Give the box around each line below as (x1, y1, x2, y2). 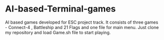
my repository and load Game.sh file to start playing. (5, 29, 111, 35)
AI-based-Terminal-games (5, 3, 116, 14)
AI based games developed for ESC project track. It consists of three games (5, 19, 158, 25)
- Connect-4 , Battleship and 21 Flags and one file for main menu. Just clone (5, 24, 159, 30)
